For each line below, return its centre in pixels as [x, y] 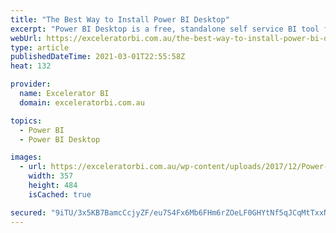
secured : [28, 212]
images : [26, 157]
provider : [31, 84]
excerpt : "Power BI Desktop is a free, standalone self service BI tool [165, 29]
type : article [40, 47]
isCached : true [60, 194]
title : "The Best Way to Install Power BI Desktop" [120, 19]
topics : [26, 121]
